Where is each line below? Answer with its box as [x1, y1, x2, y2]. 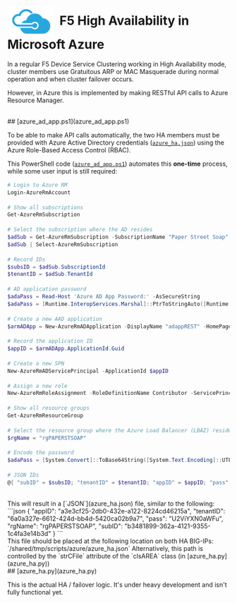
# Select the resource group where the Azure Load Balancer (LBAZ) [7, 427, 210, 434]
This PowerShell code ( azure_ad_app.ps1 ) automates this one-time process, [7, 159, 228, 168]
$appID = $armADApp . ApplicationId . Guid [7, 345, 125, 353]
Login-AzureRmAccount [7, 189, 71, 196]
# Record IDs [7, 256, 46, 263]
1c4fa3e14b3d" [7, 529, 51, 537]
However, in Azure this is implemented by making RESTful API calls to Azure [7, 88, 229, 97]
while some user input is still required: [7, 166, 118, 175]
